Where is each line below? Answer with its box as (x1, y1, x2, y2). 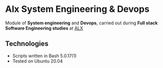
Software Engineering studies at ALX (5, 25, 83, 31)
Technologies (5, 40, 49, 48)
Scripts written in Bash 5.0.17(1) (12, 53, 77, 59)
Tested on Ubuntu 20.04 (12, 58, 63, 64)
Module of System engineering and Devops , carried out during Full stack (5, 20, 158, 26)
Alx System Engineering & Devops (5, 3, 150, 15)
